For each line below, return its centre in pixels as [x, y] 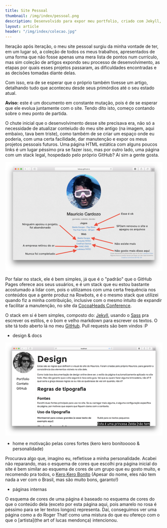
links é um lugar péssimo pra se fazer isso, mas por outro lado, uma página [82, 150]
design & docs [27, 335]
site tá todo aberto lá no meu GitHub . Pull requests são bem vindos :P [77, 326]
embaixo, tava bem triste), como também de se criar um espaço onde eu [80, 134]
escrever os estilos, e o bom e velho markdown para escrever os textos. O [82, 320]
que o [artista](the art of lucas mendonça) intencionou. [62, 520]
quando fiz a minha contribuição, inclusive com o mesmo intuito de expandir [83, 300]
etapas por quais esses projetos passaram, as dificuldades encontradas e [81, 68]
